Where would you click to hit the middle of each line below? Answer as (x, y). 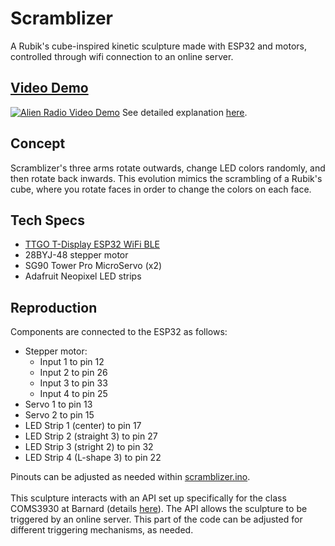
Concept (38, 143)
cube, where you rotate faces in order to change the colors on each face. (161, 189)
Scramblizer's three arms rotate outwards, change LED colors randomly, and (168, 168)
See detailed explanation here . (184, 112)
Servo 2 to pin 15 (59, 415)
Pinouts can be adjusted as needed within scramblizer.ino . (130, 477)
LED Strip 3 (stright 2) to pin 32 (89, 447)
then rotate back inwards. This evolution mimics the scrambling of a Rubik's (166, 178)
